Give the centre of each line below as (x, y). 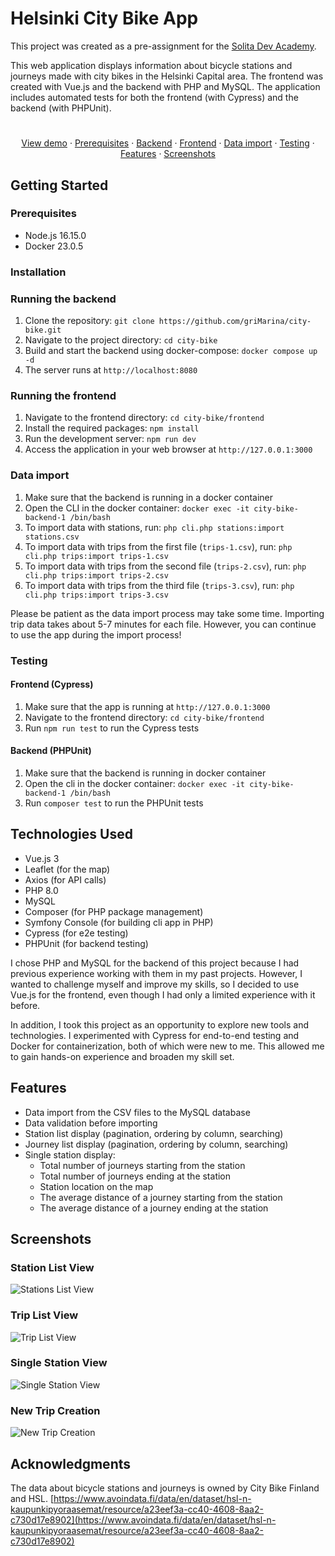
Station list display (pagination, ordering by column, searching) (154, 1133)
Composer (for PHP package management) (114, 911)
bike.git (43, 330)
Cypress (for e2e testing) (76, 933)
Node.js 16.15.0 (55, 235)
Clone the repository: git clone (89, 321)
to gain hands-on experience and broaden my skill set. (122, 1056)
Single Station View (59, 1363)
